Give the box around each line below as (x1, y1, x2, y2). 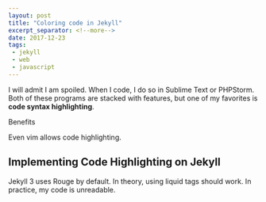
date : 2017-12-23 (8, 33, 66, 42)
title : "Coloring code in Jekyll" (8, 19, 123, 27)
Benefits (8, 116, 36, 127)
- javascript (11, 63, 56, 71)
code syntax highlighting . (8, 101, 94, 111)
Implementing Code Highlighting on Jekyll (8, 155, 221, 169)
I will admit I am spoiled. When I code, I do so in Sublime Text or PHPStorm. (8, 85, 255, 94)
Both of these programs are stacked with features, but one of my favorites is (8, 93, 258, 103)
